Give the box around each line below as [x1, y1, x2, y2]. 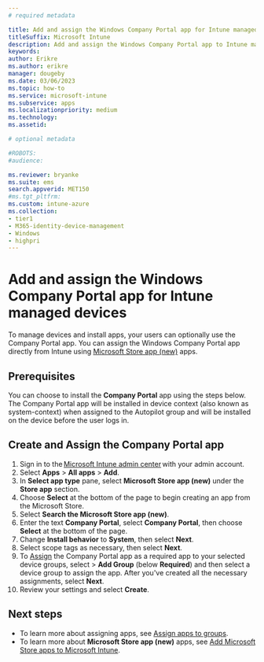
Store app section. [19, 484, 80, 494]
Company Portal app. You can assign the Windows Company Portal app [8, 338, 240, 348]
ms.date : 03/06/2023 [8, 76, 76, 85]
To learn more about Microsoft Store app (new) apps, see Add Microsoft [19, 637, 256, 646]
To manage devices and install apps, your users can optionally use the [8, 330, 236, 339]
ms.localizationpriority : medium [8, 106, 118, 114]
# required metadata [8, 11, 76, 20]
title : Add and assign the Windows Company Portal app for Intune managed [8, 25, 258, 34]
